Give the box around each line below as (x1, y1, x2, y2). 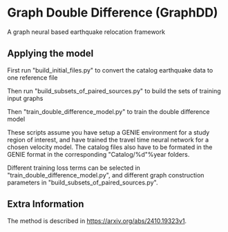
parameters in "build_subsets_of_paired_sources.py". (7, 178, 158, 186)
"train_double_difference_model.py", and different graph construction (7, 171, 205, 179)
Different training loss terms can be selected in (7, 164, 140, 172)
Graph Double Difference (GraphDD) (7, 5, 218, 21)
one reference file (7, 73, 58, 81)
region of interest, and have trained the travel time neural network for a (7, 135, 209, 144)
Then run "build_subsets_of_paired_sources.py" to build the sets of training (7, 86, 221, 95)
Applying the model (7, 48, 94, 59)
